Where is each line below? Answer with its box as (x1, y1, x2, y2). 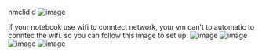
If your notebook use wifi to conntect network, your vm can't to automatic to (8, 23, 255, 31)
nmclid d (8, 8, 37, 16)
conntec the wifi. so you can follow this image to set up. (8, 31, 188, 40)
